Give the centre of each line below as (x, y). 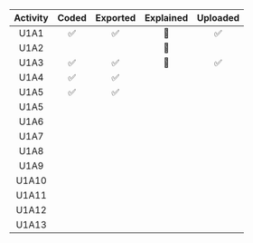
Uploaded (219, 18)
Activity (31, 18)
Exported (116, 18)
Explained (166, 18)
